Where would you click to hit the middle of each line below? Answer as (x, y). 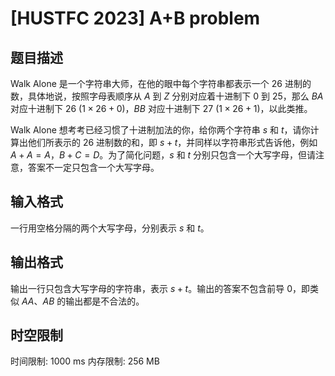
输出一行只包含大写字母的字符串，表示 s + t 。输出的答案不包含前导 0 (151, 288)
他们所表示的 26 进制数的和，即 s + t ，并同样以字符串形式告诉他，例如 (172, 142)
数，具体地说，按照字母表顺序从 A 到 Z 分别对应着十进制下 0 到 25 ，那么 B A (167, 96)
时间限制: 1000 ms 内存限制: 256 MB (85, 361)
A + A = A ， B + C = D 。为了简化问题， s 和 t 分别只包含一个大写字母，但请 (163, 155)
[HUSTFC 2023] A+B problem (135, 18)
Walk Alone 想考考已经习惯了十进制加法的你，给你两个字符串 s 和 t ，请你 (160, 130)
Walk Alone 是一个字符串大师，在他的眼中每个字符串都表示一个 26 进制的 (161, 83)
